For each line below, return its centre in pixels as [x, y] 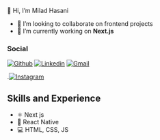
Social [18, 48]
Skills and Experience [54, 98]
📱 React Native [38, 122]
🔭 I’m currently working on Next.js [65, 31]
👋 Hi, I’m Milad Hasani [38, 11]
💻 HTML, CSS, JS [43, 130]
